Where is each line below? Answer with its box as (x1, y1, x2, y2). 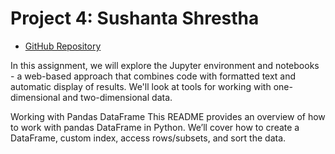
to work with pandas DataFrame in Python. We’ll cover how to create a (10, 121, 300, 133)
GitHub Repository (24, 40, 102, 52)
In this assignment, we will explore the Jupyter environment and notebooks (10, 59, 320, 71)
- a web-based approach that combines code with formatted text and (10, 70, 297, 82)
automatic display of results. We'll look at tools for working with (10, 80, 272, 92)
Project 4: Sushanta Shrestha (10, 7, 260, 30)
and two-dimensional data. (62, 91, 173, 103)
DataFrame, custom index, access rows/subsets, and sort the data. (10, 132, 287, 144)
